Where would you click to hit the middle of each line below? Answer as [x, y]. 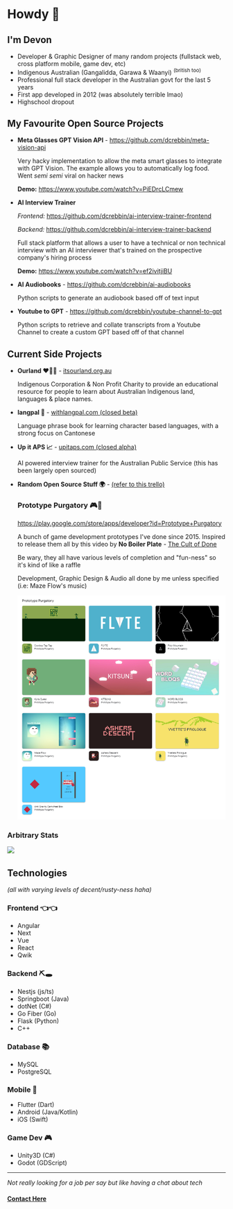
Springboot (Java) [43, 999]
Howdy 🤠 [34, 14]
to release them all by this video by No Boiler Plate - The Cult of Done [117, 544]
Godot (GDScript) [42, 1163]
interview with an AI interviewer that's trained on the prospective [110, 250]
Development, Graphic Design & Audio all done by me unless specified [118, 578]
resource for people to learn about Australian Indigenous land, [106, 392]
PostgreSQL [34, 1072]
